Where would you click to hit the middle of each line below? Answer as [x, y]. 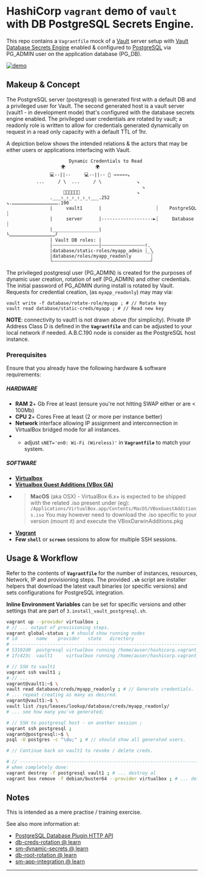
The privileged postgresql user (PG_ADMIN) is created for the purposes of [99, 272]
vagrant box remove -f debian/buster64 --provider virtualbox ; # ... [97, 779]
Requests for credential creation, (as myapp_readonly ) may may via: [90, 292]
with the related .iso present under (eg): [80, 503]
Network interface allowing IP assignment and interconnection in [96, 423]
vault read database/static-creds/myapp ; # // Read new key [85, 308]
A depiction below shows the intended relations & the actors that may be [97, 143]
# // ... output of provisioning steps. [58, 627]
